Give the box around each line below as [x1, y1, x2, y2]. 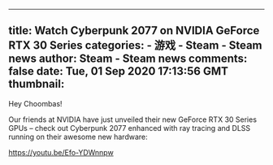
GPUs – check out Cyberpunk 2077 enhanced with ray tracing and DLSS [8, 123, 251, 132]
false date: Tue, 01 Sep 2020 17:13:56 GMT [8, 64, 229, 78]
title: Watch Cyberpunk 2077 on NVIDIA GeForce [8, 24, 260, 37]
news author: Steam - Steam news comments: [8, 52, 248, 66]
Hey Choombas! [8, 98, 63, 108]
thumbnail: [8, 77, 65, 91]
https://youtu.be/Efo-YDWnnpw [8, 147, 114, 157]
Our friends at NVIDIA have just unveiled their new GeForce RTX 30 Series [8, 115, 258, 124]
